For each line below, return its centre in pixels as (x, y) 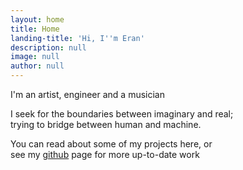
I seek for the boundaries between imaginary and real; (122, 114)
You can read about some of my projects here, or (111, 144)
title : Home (35, 29)
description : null (48, 47)
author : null (37, 66)
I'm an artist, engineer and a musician (87, 94)
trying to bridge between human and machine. (106, 124)
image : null (35, 57)
